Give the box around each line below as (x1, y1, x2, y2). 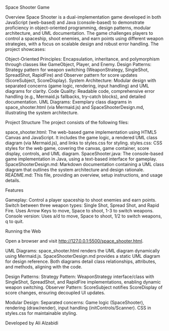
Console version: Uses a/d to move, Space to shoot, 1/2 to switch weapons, (5, 213, 162, 219)
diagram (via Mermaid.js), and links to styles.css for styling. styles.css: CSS (5, 140, 162, 146)
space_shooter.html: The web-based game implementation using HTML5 (5, 129, 157, 135)
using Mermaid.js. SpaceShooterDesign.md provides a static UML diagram (5, 253, 160, 259)
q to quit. (5, 218, 24, 224)
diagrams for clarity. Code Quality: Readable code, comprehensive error (5, 88, 155, 94)
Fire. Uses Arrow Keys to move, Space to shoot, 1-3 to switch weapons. (5, 208, 154, 213)
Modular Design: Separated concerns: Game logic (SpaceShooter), (5, 300, 145, 305)
